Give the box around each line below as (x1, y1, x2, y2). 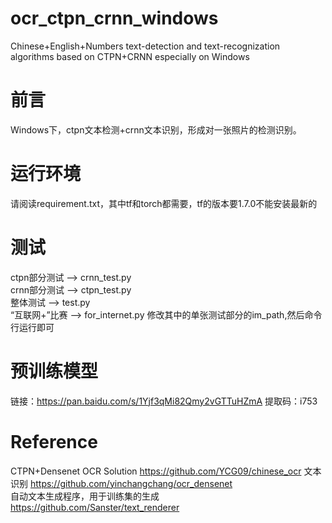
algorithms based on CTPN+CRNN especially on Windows (10, 50, 250, 62)
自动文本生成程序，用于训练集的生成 (10, 490, 160, 502)
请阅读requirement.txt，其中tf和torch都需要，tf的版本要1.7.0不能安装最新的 (10, 197, 318, 209)
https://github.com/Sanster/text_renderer (10, 501, 180, 513)
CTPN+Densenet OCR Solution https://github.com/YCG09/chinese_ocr (10, 465, 302, 477)
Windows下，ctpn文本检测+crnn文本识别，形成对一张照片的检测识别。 (10, 123, 302, 136)
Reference (10, 430, 98, 453)
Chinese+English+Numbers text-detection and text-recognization (10, 40, 281, 52)
